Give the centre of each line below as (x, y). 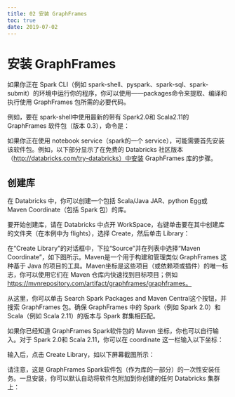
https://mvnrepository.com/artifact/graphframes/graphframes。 (100, 284)
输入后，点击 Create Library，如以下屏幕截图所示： (81, 355)
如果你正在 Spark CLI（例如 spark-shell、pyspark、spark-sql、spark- (108, 84)
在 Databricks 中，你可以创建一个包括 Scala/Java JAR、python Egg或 (108, 201)
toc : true (22, 20)
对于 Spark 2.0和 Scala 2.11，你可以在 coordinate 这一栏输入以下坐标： (121, 340)
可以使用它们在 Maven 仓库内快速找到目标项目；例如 (102, 275)
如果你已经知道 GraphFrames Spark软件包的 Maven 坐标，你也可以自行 (110, 331)
